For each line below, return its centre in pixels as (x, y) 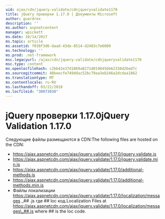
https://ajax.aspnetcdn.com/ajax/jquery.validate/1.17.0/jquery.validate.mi (85, 159)
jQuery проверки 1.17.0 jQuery (68, 116)
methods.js (24, 175)
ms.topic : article (24, 42)
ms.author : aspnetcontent (32, 28)
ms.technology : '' (24, 50)
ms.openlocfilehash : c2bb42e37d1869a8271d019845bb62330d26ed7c (71, 69)
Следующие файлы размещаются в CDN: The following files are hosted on (82, 139)
